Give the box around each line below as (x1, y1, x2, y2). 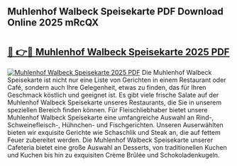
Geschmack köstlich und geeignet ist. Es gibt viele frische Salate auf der (7, 91, 219, 99)
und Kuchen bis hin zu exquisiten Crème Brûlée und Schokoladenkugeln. (7, 151, 220, 159)
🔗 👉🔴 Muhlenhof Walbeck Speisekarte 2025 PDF (7, 46, 230, 58)
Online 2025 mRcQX (7, 17, 99, 29)
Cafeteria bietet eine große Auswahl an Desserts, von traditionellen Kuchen (7, 143, 227, 151)
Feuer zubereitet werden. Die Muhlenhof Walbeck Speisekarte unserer (7, 136, 214, 144)
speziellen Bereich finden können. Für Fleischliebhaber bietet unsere (7, 106, 208, 114)
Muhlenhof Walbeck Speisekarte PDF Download (7, 6, 224, 18)
